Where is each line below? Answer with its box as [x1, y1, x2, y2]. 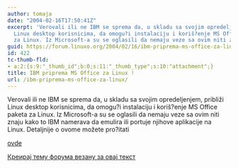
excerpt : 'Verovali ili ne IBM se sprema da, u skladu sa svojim [7, 23, 204, 30]
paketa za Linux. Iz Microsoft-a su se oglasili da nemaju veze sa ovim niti [7, 110, 220, 119]
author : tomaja [7, 10, 52, 18]
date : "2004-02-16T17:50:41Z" [7, 17, 97, 24]
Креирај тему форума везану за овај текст [7, 152, 136, 161]
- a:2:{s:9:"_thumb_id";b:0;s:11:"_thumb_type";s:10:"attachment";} [7, 63, 214, 70]
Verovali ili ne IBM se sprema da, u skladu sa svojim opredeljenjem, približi [7, 95, 225, 104]
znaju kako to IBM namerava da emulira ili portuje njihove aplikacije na [7, 118, 212, 126]
